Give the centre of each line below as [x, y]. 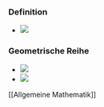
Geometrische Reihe [49, 51]
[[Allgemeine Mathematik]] [52, 94]
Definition [28, 12]
